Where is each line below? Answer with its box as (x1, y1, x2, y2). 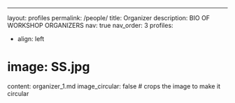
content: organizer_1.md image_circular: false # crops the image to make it (7, 81, 221, 90)
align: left (17, 35, 45, 42)
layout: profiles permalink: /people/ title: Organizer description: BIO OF (7, 14, 211, 22)
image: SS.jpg (7, 59, 90, 75)
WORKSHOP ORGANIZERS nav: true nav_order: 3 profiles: (7, 22, 173, 29)
